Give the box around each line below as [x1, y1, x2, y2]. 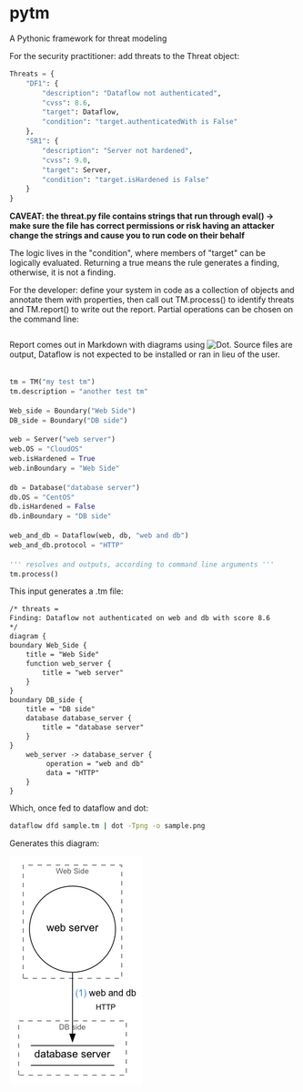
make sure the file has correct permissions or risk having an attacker [9, 220, 275, 231]
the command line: [9, 313, 79, 325]
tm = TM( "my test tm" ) [9, 377, 96, 387]
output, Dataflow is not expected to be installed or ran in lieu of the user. [9, 349, 280, 360]
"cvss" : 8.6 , [42, 98, 92, 107]
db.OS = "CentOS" [9, 493, 76, 502]
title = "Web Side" [25, 650, 100, 659]
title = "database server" [42, 723, 145, 732]
